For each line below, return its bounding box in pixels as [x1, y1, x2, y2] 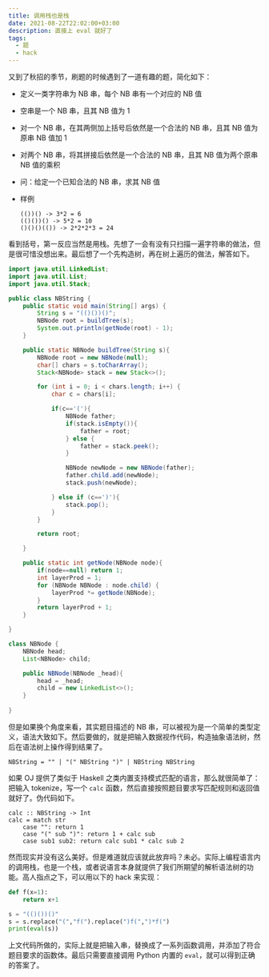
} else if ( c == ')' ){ [50, 493, 120, 501]
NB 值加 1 [35, 133, 68, 143]
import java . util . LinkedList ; [8, 265, 110, 273]
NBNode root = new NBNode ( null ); [37, 353, 149, 361]
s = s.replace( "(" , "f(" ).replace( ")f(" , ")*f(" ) [8, 918, 171, 926]
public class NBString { [8, 294, 91, 303]
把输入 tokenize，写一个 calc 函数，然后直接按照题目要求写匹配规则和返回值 [8, 782, 260, 793]
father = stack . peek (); [79, 442, 159, 450]
